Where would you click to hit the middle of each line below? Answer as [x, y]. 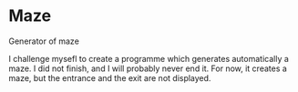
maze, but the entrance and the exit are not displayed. [110, 77]
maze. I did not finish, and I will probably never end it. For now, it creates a [148, 68]
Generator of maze [44, 41]
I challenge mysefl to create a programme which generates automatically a [149, 58]
